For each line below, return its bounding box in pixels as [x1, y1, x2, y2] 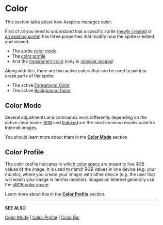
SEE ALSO [5, 205, 26, 211]
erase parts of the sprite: [5, 73, 55, 79]
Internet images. [5, 125, 38, 130]
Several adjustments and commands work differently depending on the [5, 114, 147, 120]
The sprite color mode [12, 48, 57, 54]
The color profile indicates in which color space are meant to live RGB [5, 161, 145, 167]
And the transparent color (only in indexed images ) [12, 58, 114, 64]
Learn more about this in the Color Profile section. [5, 191, 106, 197]
